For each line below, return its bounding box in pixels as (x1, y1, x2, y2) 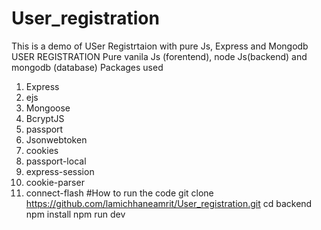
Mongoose (25, 102, 71, 114)
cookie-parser (25, 176, 85, 188)
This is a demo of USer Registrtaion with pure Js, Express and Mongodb (11, 40, 309, 52)
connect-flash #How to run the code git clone (25, 187, 214, 199)
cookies (25, 144, 59, 156)
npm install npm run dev (25, 208, 126, 220)
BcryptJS (25, 112, 65, 124)
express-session (25, 165, 95, 177)
